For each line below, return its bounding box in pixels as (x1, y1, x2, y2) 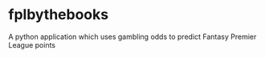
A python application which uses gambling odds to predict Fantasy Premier (8, 32, 257, 41)
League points (8, 40, 56, 49)
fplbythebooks (8, 6, 109, 24)
